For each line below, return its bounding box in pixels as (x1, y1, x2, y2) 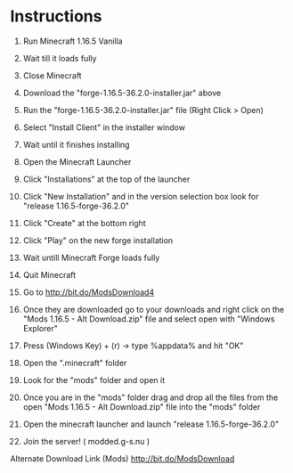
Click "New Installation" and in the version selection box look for (22, 191, 259, 201)
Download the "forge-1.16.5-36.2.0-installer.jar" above (22, 87, 222, 98)
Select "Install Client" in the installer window (22, 122, 186, 133)
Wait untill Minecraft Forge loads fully (22, 252, 160, 263)
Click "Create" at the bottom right (22, 217, 146, 228)
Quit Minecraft (22, 269, 77, 280)
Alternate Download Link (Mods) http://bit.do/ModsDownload (10, 453, 235, 464)
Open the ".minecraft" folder (22, 357, 127, 368)
